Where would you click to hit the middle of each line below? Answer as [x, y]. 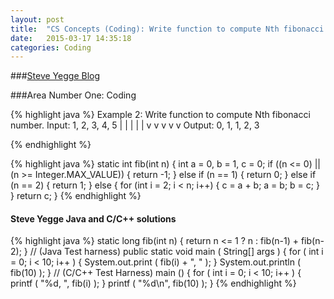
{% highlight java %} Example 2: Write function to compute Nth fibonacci [160, 115]
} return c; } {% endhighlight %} [76, 196]
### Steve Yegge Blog [55, 76]
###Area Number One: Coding [73, 95]
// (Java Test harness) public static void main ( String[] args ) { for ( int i [176, 252]
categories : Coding [51, 47]
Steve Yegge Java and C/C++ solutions [93, 218]
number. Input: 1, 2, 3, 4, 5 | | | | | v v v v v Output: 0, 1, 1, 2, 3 [135, 125]
